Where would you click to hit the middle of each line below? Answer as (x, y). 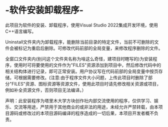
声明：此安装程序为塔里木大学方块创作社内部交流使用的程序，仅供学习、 (79, 100)
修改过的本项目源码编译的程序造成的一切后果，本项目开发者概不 (88, 113)
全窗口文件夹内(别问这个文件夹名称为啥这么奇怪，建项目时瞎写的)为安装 (79, 58)
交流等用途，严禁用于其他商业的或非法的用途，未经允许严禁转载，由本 (86, 107)
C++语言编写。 (21, 31)
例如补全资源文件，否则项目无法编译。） (46, 90)
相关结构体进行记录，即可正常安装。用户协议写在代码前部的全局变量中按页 (82, 71)
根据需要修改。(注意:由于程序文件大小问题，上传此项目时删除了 (83, 77)
